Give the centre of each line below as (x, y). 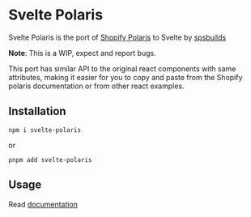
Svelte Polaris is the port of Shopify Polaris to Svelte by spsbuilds (117, 37)
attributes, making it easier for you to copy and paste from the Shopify (125, 77)
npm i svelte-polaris (45, 130)
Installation (37, 111)
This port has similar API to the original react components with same (122, 68)
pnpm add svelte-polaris (50, 160)
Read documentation (43, 204)
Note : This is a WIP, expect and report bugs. (82, 53)
